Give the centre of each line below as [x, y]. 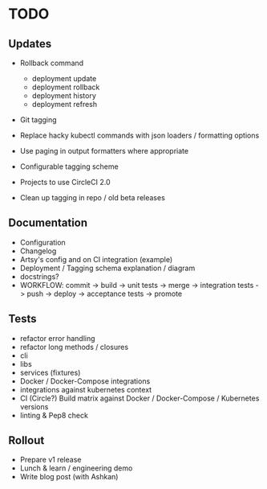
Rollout [26, 440]
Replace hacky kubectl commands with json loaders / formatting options [140, 135]
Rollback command [52, 63]
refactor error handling [57, 338]
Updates [30, 44]
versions [34, 406]
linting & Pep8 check [54, 415]
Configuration [42, 242]
